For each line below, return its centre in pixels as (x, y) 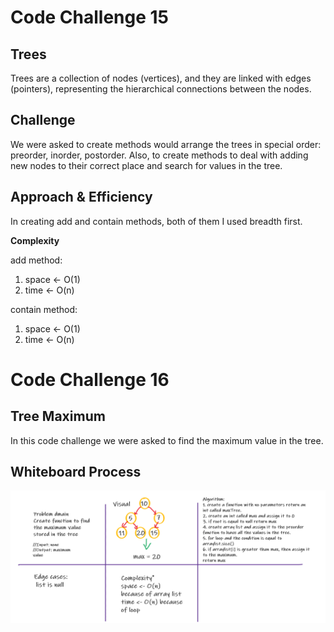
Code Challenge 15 (90, 17)
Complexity (35, 240)
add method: (36, 260)
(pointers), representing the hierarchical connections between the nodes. (161, 89)
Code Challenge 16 (90, 379)
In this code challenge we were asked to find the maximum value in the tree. (167, 440)
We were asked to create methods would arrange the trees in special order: (166, 144)
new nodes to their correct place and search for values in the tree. (146, 165)
